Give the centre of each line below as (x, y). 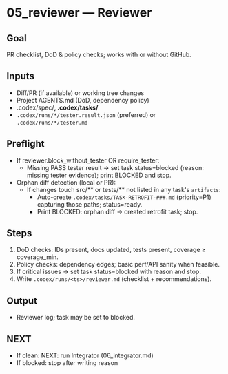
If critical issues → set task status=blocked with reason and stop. (108, 272)
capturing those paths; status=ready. (90, 204)
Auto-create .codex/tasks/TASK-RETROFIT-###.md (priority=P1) (124, 197)
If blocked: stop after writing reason (67, 363)
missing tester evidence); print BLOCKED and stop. (99, 175)
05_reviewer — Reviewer (79, 13)
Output (22, 301)
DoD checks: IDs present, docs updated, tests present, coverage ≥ (111, 250)
